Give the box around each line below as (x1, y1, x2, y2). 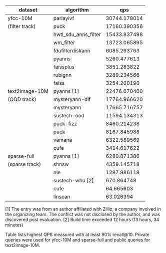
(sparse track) (7, 161, 41, 168)
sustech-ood (53, 112, 85, 119)
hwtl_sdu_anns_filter (53, 31, 101, 38)
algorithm (65, 6, 89, 13)
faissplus (53, 63, 75, 70)
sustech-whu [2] (53, 177, 94, 184)
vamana (53, 137, 72, 143)
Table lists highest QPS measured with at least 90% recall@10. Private (5, 232, 150, 238)
